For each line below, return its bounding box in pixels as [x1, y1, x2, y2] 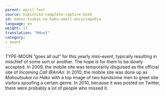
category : [5, 35, 26, 40]
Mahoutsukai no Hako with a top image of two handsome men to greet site [5, 74, 159, 80]
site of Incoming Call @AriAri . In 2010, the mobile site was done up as [5, 69, 148, 75]
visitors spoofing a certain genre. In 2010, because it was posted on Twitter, [5, 80, 161, 86]
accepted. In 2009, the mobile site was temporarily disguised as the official [5, 64, 159, 70]
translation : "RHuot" [5, 30, 50, 35]
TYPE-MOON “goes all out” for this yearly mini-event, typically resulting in [5, 53, 158, 59]
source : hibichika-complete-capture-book [5, 12, 92, 17]
